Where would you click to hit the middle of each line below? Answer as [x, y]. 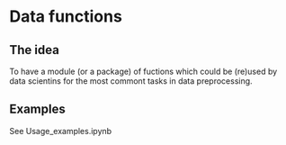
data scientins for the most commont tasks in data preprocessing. [131, 81]
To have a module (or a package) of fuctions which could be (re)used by [143, 71]
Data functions [66, 17]
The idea [35, 50]
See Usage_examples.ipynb [61, 131]
